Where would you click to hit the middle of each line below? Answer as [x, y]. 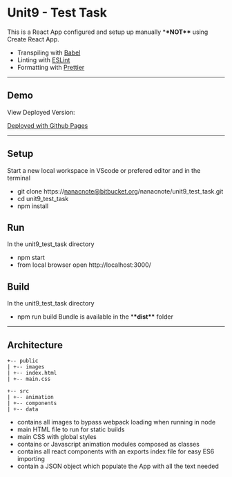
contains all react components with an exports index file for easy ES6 [116, 451]
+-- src [18, 391]
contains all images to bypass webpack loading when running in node [116, 422]
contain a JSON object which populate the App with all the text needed [118, 466]
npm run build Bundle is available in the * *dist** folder [95, 317]
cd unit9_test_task [43, 198]
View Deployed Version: [41, 112]
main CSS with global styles [57, 437]
